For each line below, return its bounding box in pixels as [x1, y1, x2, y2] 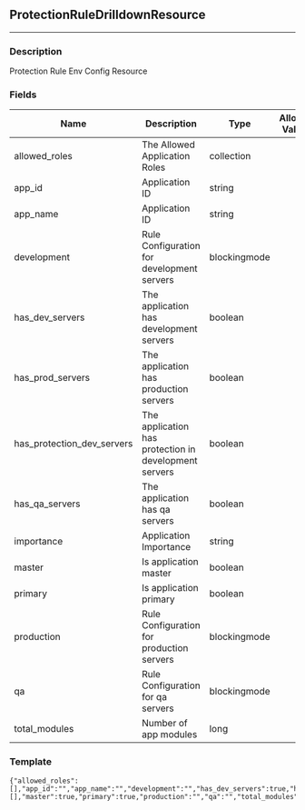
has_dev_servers [14, 311, 85, 324]
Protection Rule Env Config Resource [9, 65, 148, 76]
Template [9, 755, 53, 768]
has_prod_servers [14, 372, 91, 385]
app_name [14, 208, 59, 221]
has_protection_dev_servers [14, 437, 133, 450]
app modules [142, 728, 198, 741]
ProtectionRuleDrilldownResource [9, 7, 206, 23]
